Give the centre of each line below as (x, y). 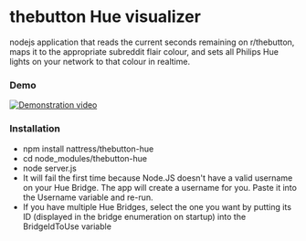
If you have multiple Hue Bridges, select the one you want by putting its (157, 206)
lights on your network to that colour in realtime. (100, 61)
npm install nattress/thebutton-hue (88, 149)
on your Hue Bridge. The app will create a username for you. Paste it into (159, 187)
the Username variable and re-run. (88, 197)
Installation (35, 129)
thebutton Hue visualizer (105, 17)
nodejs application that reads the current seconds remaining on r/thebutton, (152, 42)
